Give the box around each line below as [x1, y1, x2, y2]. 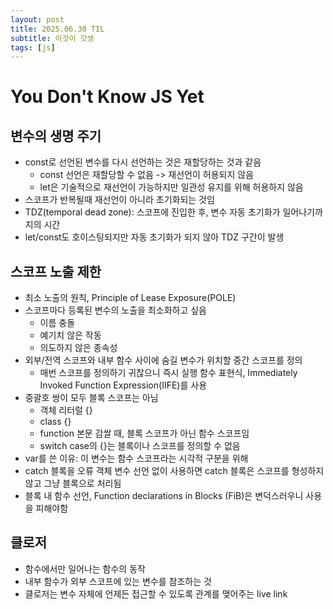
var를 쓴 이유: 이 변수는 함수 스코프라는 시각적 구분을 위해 [24, 452, 249, 465]
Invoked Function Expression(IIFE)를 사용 [39, 379, 208, 391]
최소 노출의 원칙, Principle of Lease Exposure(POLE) [24, 292, 237, 304]
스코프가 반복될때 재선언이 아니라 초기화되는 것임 [24, 194, 215, 206]
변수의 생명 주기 [10, 127, 102, 145]
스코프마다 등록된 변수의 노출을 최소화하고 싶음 [24, 304, 207, 316]
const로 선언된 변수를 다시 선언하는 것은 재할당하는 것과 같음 [24, 156, 262, 168]
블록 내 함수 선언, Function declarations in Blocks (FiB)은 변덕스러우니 [24, 490, 304, 502]
